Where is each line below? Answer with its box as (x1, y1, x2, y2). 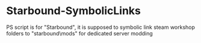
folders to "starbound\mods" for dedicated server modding (6, 29, 153, 37)
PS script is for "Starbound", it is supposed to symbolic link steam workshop (6, 24, 196, 31)
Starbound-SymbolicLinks (6, 4, 141, 18)
